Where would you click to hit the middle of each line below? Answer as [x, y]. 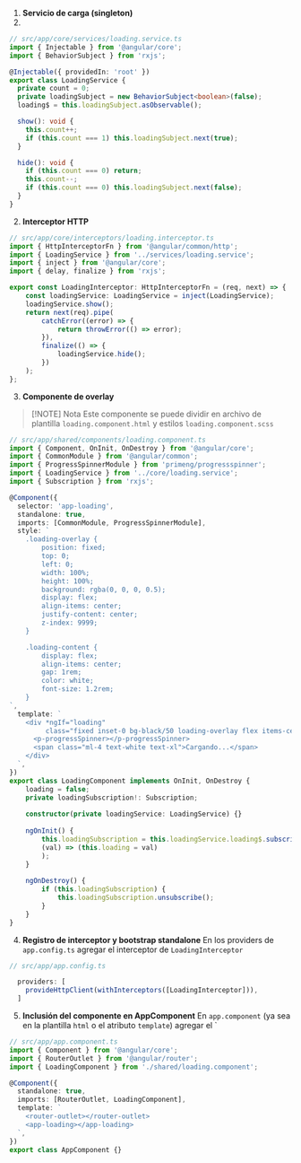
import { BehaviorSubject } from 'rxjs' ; [88, 56]
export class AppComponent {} [66, 1150]
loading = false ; [58, 789]
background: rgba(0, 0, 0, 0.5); [104, 590]
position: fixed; [73, 548]
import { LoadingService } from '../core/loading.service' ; [124, 473]
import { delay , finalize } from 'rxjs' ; [88, 271]
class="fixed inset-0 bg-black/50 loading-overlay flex [151, 730]
